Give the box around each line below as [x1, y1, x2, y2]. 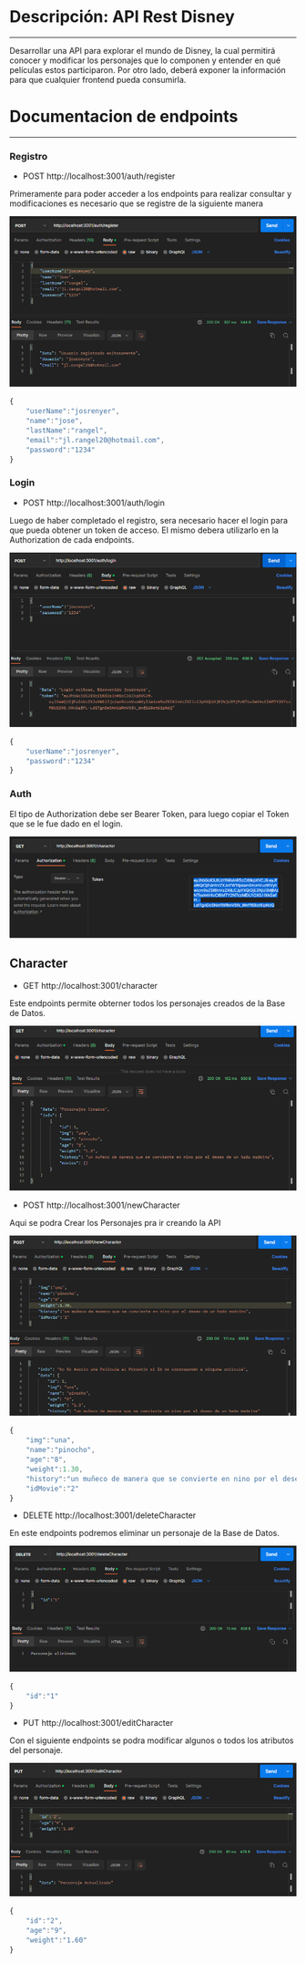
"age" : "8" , [25, 1455, 67, 1465]
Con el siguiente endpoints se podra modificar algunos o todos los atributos [9, 1735, 294, 1746]
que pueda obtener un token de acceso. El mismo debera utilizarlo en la [9, 525, 280, 535]
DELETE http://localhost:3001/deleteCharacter [22, 1510, 197, 1521]
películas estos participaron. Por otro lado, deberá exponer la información [9, 64, 287, 75]
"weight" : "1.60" [25, 1936, 88, 1945]
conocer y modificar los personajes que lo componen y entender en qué [9, 55, 280, 66]
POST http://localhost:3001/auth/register [22, 171, 176, 182]
